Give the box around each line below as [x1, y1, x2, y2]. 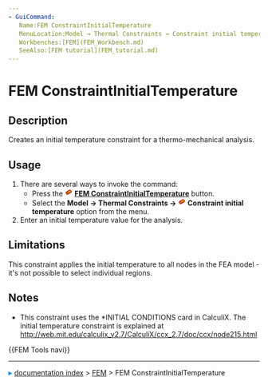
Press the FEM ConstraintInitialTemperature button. [31, 189, 215, 198]
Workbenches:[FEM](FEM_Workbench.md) [18, 38, 145, 46]
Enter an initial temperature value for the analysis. [19, 215, 183, 224]
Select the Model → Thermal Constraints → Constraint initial [31, 198, 244, 208]
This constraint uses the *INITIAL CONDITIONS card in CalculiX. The [19, 312, 246, 322]
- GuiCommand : [8, 13, 56, 21]
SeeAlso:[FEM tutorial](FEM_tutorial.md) [18, 46, 159, 55]
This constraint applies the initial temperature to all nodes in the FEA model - [8, 260, 260, 269]
